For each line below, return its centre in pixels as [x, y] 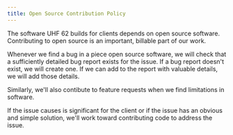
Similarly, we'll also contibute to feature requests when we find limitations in [116, 89]
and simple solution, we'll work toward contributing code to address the [110, 118]
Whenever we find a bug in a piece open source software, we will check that [117, 54]
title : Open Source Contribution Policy [67, 13]
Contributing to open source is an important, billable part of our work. [107, 40]
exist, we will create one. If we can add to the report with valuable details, [112, 69]
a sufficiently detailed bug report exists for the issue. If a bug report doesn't [116, 61]
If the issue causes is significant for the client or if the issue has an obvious [115, 110]
